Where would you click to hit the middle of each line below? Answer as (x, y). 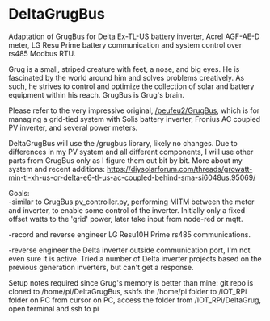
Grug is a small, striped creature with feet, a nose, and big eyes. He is (124, 69)
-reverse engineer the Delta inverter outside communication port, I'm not (129, 250)
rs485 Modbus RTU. (42, 53)
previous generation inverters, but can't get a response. (101, 267)
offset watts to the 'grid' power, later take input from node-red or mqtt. (126, 219)
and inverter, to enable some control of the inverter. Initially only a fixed (127, 210)
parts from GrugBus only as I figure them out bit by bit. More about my (125, 160)
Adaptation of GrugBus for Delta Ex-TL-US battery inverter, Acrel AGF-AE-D (134, 36)
